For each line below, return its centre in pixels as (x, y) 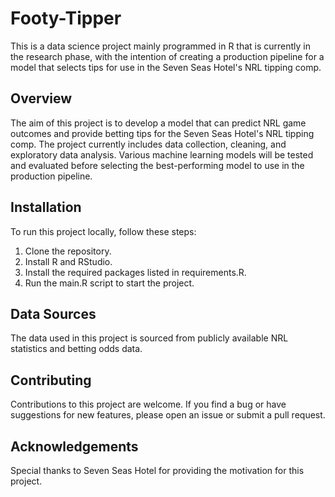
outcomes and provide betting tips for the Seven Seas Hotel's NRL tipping (162, 133)
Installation (46, 207)
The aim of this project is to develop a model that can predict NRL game (158, 123)
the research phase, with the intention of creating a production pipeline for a (167, 56)
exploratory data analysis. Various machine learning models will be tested (162, 154)
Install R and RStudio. (68, 261)
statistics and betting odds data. (76, 349)
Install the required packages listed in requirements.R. (135, 272)
